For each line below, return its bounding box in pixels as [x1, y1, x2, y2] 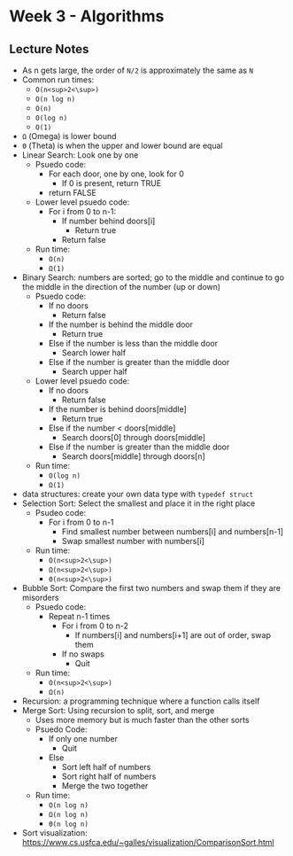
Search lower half [61, 347, 127, 358]
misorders [21, 592, 59, 603]
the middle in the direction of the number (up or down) [21, 282, 221, 292]
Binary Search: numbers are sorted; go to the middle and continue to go [21, 272, 285, 283]
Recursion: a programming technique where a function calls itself [21, 696, 260, 706]
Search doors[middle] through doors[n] [61, 451, 205, 462]
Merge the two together [61, 781, 149, 790]
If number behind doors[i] [61, 215, 156, 226]
